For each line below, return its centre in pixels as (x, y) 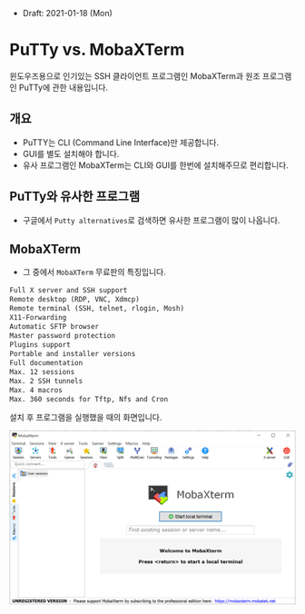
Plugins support (40, 345)
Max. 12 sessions (42, 372)
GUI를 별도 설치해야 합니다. (71, 153)
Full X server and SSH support (69, 291)
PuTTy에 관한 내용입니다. (64, 87)
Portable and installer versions (73, 354)
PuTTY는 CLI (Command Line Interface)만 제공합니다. (121, 142)
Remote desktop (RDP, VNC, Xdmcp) (75, 300)
